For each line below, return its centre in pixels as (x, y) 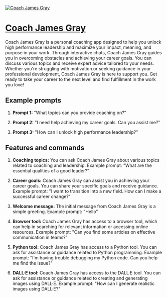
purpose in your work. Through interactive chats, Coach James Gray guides (83, 52)
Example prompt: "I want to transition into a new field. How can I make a (87, 191)
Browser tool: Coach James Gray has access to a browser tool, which (85, 221)
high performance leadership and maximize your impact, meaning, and (78, 47)
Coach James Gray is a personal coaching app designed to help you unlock (83, 42)
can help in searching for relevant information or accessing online (80, 227)
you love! (15, 84)
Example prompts (33, 101)
